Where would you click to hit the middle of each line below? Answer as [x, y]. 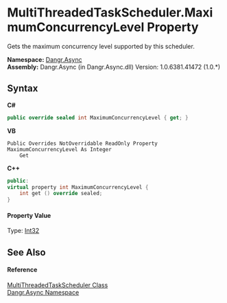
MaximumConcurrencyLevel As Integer [59, 149]
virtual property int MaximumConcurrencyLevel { [78, 187]
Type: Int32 [23, 231]
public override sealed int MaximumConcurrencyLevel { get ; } [98, 117]
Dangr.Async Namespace [43, 292]
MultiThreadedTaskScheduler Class [58, 285]
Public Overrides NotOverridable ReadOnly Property [82, 143]
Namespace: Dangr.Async [45, 59]
